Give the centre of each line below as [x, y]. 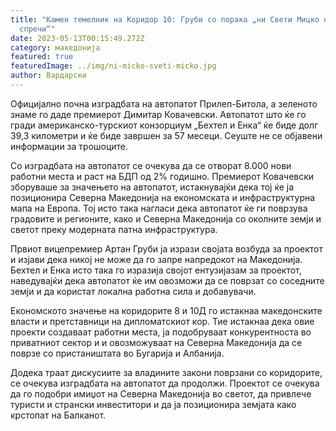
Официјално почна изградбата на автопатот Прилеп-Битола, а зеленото [164, 103]
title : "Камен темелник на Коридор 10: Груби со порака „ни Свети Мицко [165, 19]
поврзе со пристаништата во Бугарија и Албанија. [117, 353]
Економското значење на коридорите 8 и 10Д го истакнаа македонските [166, 310]
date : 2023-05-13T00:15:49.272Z [77, 38]
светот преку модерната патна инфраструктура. [114, 229]
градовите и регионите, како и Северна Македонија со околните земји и [166, 218]
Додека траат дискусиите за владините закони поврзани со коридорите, [166, 372]
